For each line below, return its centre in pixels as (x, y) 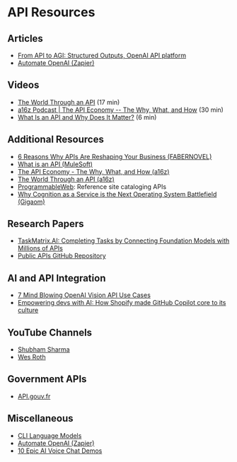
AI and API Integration (57, 278)
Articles (25, 39)
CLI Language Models (50, 435)
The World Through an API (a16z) (66, 179)
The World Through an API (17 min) (69, 102)
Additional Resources (56, 140)
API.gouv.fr (34, 396)
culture (28, 310)
